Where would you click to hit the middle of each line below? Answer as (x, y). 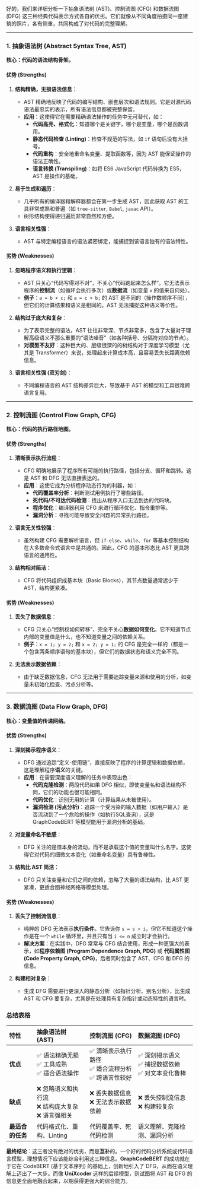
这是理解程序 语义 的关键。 (55, 770)
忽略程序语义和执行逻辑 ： (46, 270)
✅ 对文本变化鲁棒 (162, 1073)
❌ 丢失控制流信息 (162, 1098)
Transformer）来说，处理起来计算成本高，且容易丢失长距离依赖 (113, 353)
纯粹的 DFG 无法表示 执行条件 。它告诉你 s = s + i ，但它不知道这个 (105, 929)
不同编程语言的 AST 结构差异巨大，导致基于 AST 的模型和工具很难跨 (107, 385)
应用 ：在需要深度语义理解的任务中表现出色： (78, 777)
